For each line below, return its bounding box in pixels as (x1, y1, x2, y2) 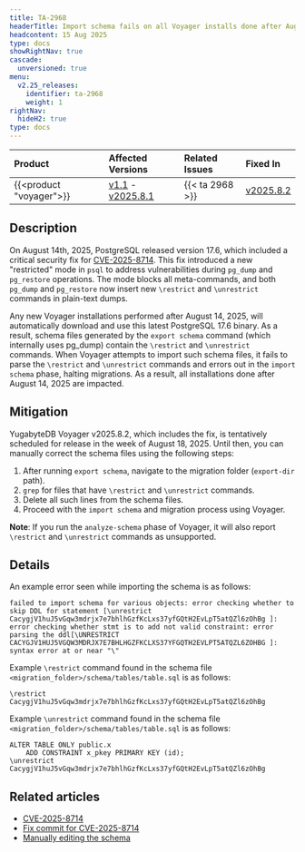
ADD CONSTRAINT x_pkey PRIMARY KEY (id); (25, 749, 184, 758)
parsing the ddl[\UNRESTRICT (9, 631, 120, 640)
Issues (183, 163, 213, 175)
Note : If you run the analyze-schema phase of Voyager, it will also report (9, 521, 276, 532)
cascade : (9, 55, 43, 64)
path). (22, 475, 45, 485)
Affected (108, 152, 148, 164)
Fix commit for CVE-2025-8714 (22, 823, 140, 834)
